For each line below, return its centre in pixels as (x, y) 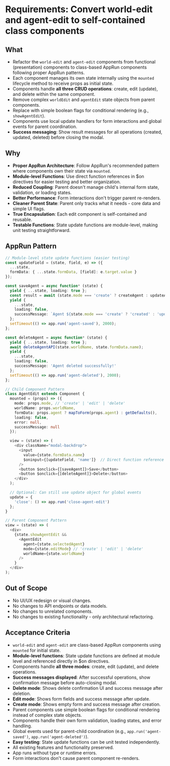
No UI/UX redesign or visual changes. (52, 601)
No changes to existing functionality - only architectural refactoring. (83, 617)
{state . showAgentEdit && (40, 535)
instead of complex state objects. (47, 715)
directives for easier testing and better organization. (67, 182)
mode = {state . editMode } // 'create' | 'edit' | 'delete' (83, 549)
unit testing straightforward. (41, 230)
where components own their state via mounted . (62, 171)
